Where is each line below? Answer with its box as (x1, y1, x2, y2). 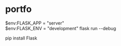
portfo (5, 3, 32, 15)
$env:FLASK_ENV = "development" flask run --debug (5, 25, 116, 31)
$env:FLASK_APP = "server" (5, 20, 64, 26)
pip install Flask (5, 35, 38, 41)
